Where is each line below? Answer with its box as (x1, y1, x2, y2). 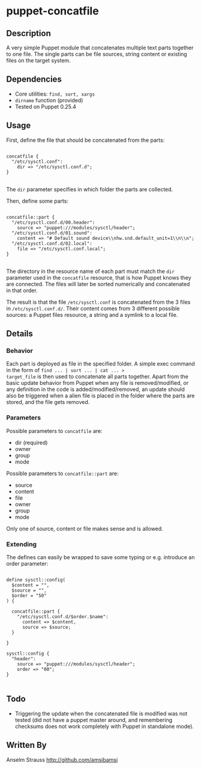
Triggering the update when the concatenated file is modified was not (14, 709, 188, 717)
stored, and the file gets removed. (6, 399, 90, 406)
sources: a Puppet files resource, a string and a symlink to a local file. (6, 311, 178, 318)
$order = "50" (11, 592, 47, 599)
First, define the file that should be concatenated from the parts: (6, 136, 165, 144)
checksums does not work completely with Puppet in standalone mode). (14, 723, 194, 730)
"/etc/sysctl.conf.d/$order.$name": (17, 613, 109, 620)
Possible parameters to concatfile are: (6, 427, 103, 434)
